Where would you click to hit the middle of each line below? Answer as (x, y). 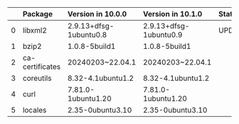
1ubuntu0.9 (163, 35)
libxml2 (35, 30)
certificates (42, 67)
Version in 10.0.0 (97, 14)
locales (34, 110)
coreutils (37, 78)
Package (38, 14)
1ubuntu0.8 (87, 35)
